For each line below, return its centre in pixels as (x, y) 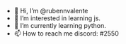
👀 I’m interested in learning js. (57, 18)
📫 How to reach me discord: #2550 (66, 34)
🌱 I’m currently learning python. (60, 25)
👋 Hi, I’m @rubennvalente (51, 11)
